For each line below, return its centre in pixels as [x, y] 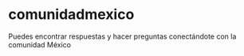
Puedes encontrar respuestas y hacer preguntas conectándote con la [122, 36]
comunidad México [40, 44]
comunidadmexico [71, 15]
